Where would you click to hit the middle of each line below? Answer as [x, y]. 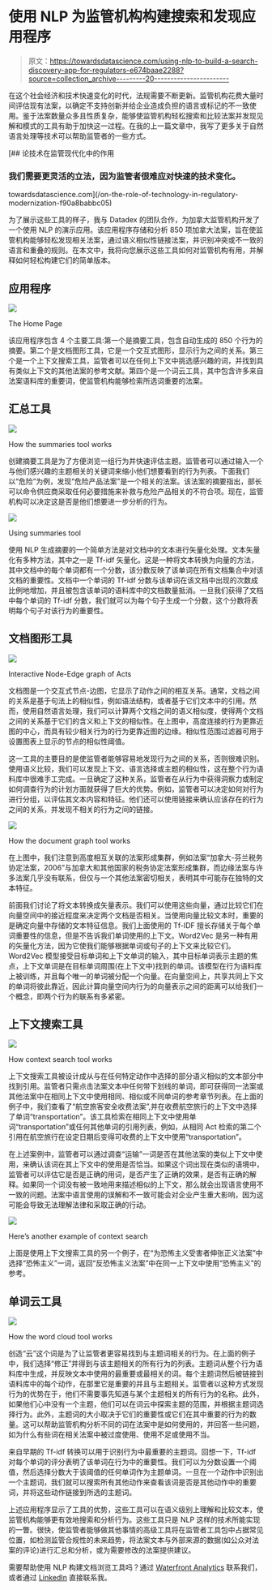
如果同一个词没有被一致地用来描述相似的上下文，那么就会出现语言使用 [139, 1184]
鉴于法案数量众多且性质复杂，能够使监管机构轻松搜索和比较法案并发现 [139, 115]
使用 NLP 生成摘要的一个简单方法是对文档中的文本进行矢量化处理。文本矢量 [134, 549]
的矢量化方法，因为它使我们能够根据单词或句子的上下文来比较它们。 [122, 945]
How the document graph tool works [70, 840]
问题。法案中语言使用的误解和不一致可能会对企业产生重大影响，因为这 [147, 1195]
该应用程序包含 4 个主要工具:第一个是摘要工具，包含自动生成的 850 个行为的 [136, 341]
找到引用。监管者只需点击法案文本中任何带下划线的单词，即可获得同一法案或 [136, 1086]
